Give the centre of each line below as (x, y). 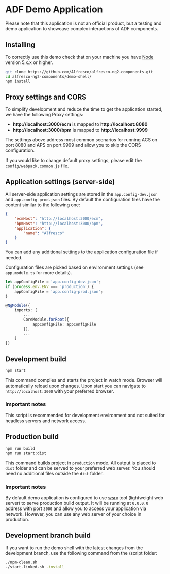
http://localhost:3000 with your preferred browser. (60, 391)
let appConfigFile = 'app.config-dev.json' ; (53, 282)
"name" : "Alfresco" (44, 233)
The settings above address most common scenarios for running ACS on (81, 140)
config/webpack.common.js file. (37, 166)
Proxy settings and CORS (46, 97)
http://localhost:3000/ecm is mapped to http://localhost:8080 (80, 124)
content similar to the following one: (43, 205)
